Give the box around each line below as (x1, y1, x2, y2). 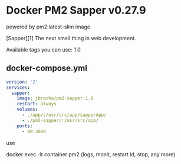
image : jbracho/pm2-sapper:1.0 (17, 95, 94, 101)
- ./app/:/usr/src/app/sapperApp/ (21, 112, 107, 118)
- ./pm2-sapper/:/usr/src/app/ (21, 117, 99, 123)
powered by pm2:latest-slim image (6, 23, 90, 30)
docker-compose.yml (6, 63, 87, 73)
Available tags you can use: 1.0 (6, 46, 81, 53)
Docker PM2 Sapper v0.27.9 (6, 4, 146, 17)
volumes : (17, 107, 38, 112)
